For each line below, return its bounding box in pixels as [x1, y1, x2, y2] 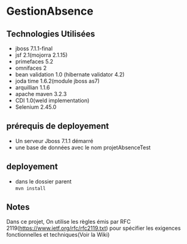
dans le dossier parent [15, 177, 72, 185]
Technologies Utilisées [6, 29, 95, 39]
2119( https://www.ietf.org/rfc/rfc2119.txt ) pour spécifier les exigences [6, 224, 182, 232]
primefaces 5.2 [15, 58, 54, 65]
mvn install [15, 185, 46, 191]
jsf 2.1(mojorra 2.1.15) [15, 51, 68, 59]
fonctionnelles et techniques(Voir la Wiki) [6, 231, 110, 238]
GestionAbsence [6, 4, 94, 18]
